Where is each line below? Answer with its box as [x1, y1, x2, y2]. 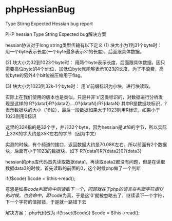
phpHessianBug [5, 4, 75, 15]
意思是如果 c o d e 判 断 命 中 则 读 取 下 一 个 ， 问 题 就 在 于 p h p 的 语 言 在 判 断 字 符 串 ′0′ [5, 186, 164, 192]
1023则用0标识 [5, 113, 37, 119]
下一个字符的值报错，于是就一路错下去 [5, 198, 86, 205]
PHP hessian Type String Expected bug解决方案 [5, 31, 107, 37]
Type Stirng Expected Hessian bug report [5, 21, 93, 27]
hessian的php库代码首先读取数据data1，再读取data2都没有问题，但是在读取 [5, 158, 165, 165]
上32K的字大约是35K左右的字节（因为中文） [5, 130, 99, 136]
